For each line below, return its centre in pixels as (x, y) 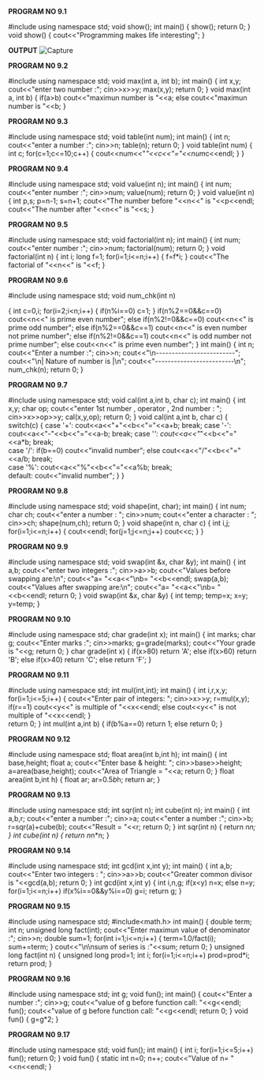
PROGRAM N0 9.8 (38, 491)
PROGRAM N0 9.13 (39, 795)
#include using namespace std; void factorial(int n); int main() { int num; (125, 240)
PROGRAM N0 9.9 (38, 547)
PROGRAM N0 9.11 (39, 675)
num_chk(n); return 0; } (46, 369)
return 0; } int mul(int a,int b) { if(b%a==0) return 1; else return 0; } (115, 724)
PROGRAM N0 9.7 (38, 385)
